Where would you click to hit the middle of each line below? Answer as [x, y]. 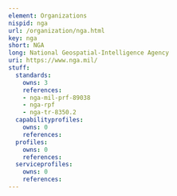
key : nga [23, 38]
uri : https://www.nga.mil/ [53, 61]
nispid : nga [28, 23]
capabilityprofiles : [49, 120]
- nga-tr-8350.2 [50, 113]
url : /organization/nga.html [57, 30]
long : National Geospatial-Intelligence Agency [89, 53]
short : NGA [26, 46]
